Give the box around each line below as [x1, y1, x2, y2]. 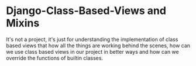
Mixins [6, 16, 40, 30]
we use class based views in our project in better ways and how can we [6, 48, 180, 55]
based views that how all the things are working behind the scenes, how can [6, 42, 191, 49]
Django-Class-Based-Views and [6, 4, 167, 18]
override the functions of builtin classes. [6, 54, 104, 61]
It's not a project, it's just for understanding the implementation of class [6, 36, 178, 43]
